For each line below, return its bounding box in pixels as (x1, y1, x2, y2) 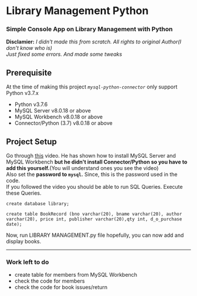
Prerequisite (6, 67, 52, 77)
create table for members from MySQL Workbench (14, 271, 138, 278)
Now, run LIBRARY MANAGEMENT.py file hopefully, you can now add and (6, 232, 184, 239)
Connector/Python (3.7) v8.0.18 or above (14, 120, 113, 127)
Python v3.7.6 (14, 101, 48, 108)
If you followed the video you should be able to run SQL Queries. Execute (6, 183, 183, 190)
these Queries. (6, 189, 42, 197)
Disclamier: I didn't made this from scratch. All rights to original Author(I (6, 38, 182, 45)
